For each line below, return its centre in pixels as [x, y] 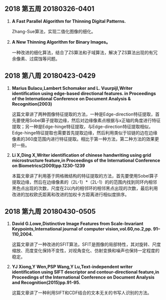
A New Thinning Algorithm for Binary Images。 [61, 42]
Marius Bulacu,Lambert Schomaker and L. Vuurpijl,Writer [72, 88]
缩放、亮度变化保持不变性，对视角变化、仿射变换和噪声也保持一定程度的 [85, 251]
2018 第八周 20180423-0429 [50, 76]
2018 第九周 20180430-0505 [50, 211]
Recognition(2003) [32, 104]
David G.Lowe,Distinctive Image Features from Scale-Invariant [78, 224]
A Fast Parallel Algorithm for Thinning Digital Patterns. [69, 21]
